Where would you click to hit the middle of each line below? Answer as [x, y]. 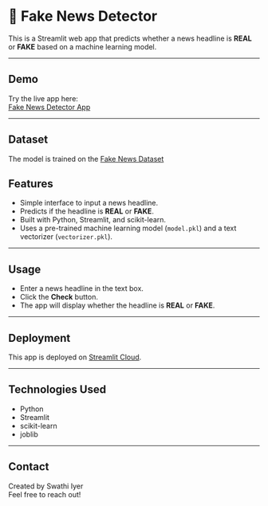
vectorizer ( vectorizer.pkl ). [66, 237]
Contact [29, 467]
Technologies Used [57, 390]
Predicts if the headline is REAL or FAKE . [87, 211]
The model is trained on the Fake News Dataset [86, 159]
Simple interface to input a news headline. [89, 203]
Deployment [39, 338]
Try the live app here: [43, 98]
